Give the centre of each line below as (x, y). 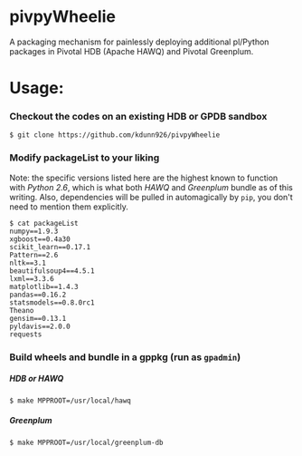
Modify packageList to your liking (85, 158)
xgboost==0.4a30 (40, 239)
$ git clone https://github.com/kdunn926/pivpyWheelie (115, 135)
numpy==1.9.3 (34, 231)
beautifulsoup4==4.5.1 (52, 271)
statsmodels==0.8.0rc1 (52, 302)
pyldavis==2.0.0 (40, 326)
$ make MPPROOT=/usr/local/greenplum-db (87, 442)
